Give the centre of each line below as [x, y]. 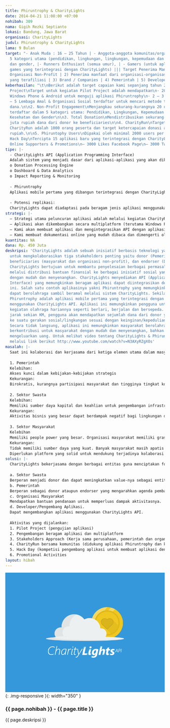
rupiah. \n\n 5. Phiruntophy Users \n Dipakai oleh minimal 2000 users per [87, 134]
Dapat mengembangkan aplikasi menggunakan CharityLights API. [77, 512]
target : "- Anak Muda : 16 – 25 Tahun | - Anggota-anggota [69, 53]
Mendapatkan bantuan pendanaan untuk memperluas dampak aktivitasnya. [86, 502]
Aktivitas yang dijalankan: [39, 523]
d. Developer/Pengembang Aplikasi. [47, 507]
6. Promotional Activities [38, 555]
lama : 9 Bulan [20, 48]
